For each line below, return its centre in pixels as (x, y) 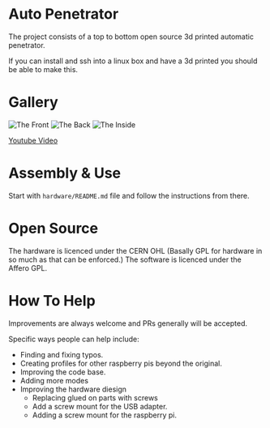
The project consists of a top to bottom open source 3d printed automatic (131, 36)
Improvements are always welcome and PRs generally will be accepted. (128, 323)
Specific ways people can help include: (74, 339)
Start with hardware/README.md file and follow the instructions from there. (129, 195)
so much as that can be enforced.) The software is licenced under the (125, 259)
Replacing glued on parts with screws (95, 397)
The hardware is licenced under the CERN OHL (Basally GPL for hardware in (135, 250)
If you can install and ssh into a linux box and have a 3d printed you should (133, 61)
